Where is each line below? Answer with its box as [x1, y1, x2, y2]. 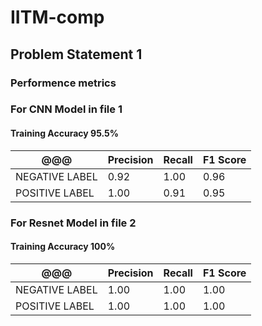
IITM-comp [10, 6, 105, 29]
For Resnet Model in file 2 [10, 216, 137, 230]
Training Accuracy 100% [10, 241, 116, 253]
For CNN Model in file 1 [10, 102, 123, 116]
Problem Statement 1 [10, 46, 143, 63]
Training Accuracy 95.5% [10, 127, 120, 140]
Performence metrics [10, 76, 117, 90]
